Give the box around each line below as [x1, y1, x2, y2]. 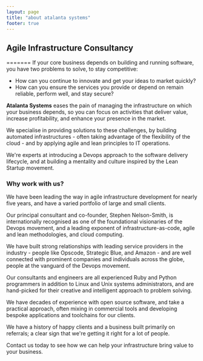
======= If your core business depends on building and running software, [6, 59, 194, 66]
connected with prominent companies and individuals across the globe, [6, 256, 185, 263]
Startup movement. [6, 164, 55, 172]
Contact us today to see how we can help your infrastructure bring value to [6, 342, 194, 349]
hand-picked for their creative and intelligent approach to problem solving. [6, 287, 193, 294]
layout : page [6, 9, 39, 15]
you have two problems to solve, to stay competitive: [6, 65, 138, 73]
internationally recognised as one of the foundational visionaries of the [6, 218, 183, 225]
